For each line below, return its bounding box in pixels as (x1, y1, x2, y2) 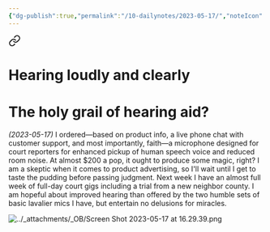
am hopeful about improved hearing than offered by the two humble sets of (8, 189, 260, 199)
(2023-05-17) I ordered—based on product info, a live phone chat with (8, 129, 244, 139)
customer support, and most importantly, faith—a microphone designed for (8, 138, 259, 148)
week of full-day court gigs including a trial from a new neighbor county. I (8, 181, 255, 191)
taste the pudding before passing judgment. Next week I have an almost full (8, 172, 261, 182)
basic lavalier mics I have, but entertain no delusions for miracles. (8, 198, 227, 208)
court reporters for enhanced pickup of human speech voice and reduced (8, 146, 255, 156)
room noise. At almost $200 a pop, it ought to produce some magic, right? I (8, 155, 259, 165)
